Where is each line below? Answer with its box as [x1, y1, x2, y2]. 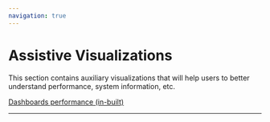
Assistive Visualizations [8, 46, 173, 64]
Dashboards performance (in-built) [8, 97, 125, 107]
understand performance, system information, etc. [8, 81, 175, 91]
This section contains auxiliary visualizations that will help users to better [8, 73, 251, 83]
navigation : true [8, 11, 67, 20]
